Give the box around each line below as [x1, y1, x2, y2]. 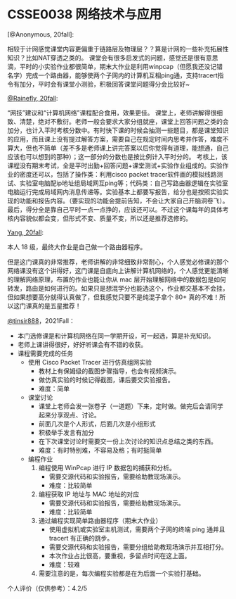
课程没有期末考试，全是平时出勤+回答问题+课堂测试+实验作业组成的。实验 [7, 161, 223, 170]
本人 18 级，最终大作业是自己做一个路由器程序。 [7, 242, 147, 251]
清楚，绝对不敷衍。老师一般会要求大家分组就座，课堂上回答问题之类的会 [19, 117, 229, 125]
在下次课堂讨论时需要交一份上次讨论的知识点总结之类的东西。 [38, 437, 218, 446]
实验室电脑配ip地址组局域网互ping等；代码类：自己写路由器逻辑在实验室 [19, 179, 228, 187]
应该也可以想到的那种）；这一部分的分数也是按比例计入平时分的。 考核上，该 [7, 152, 228, 160]
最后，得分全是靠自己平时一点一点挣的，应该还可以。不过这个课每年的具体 [7, 205, 223, 213]
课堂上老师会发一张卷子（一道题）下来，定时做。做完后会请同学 [38, 402, 223, 410]
